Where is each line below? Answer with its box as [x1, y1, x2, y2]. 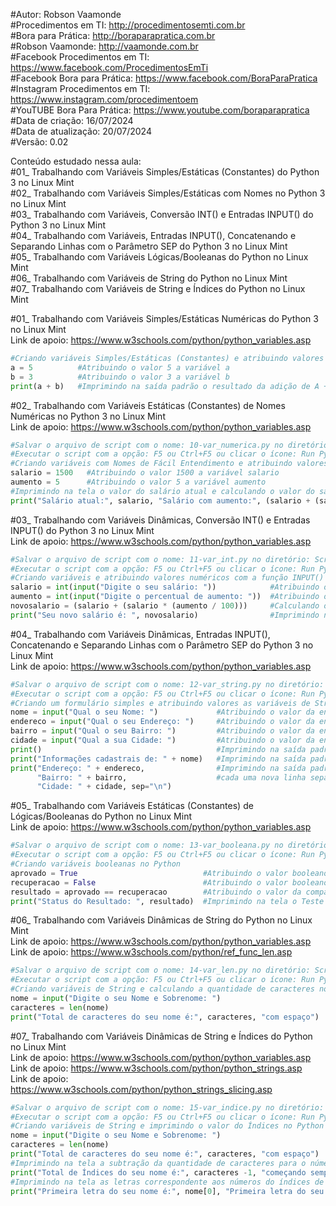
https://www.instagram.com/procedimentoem [10, 94, 199, 105]
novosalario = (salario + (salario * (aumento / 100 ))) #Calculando [10, 601, 320, 611]
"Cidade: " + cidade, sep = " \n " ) [36, 782, 172, 792]
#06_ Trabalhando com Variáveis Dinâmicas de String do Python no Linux [10, 914, 313, 926]
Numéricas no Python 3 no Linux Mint [10, 410, 166, 422]
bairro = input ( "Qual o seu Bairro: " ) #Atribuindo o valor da [10, 726, 315, 736]
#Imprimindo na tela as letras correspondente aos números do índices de [10, 1177, 325, 1187]
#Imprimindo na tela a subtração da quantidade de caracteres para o [10, 1158, 307, 1168]
